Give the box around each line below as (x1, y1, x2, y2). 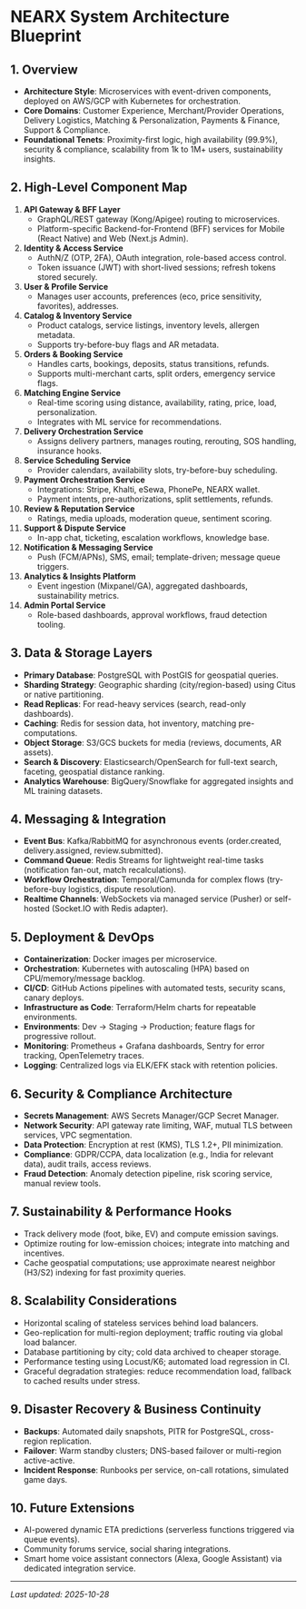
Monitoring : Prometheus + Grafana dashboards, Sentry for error (23, 1040, 265, 1051)
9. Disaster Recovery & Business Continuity (10, 1402, 262, 1417)
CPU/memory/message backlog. (23, 973, 145, 984)
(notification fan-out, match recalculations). (23, 865, 187, 876)
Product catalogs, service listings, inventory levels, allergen (36, 320, 260, 331)
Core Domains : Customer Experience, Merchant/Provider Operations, (23, 105, 285, 115)
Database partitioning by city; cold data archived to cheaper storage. (23, 1346, 281, 1357)
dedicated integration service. (23, 1563, 136, 1574)
